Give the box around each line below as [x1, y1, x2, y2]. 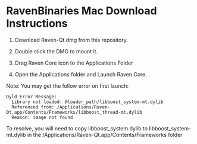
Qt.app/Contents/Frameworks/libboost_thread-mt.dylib [6, 109, 143, 115]
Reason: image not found [11, 114, 73, 120]
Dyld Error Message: [6, 94, 58, 100]
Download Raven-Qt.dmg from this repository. [14, 36, 128, 43]
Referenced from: [11, 104, 55, 110]
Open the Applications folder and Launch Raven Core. [14, 71, 148, 78]
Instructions [6, 17, 68, 30]
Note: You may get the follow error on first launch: [6, 82, 129, 89]
